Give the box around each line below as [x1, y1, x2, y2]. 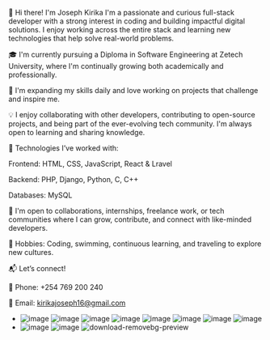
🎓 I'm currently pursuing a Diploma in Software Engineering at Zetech [8, 49, 243, 59]
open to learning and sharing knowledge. [8, 128, 146, 137]
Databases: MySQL [8, 190, 73, 200]
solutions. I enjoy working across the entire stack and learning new [8, 25, 231, 34]
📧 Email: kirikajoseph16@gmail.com [8, 298, 126, 308]
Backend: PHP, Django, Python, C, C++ [8, 175, 139, 184]
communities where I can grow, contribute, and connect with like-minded [8, 215, 252, 224]
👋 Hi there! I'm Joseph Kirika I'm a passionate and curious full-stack [8, 8, 234, 17]
